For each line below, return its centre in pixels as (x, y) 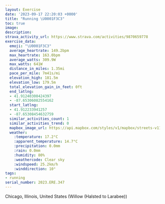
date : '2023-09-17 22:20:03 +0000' (41, 14)
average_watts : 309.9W (33, 60)
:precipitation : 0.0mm (37, 146)
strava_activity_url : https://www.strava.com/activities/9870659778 (77, 37)
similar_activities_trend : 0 (39, 123)
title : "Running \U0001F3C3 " (35, 19)
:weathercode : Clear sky (39, 159)
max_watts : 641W (26, 64)
